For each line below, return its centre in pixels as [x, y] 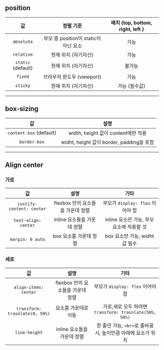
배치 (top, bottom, [132, 22]
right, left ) [131, 29]
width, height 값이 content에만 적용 [107, 133]
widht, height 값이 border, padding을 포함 [107, 142]
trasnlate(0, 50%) [29, 313]
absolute [23, 42]
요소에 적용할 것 [130, 227]
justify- [27, 204]
